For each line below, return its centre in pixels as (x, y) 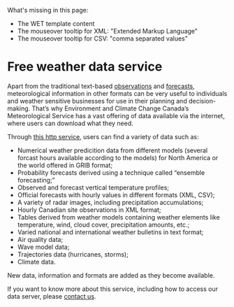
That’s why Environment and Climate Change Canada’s (110, 108)
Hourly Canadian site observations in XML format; (89, 210)
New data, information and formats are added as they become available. (111, 275)
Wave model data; (43, 247)
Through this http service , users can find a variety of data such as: (103, 136)
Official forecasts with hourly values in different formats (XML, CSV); (116, 194)
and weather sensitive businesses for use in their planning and (97, 101)
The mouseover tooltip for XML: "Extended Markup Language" (107, 31)
